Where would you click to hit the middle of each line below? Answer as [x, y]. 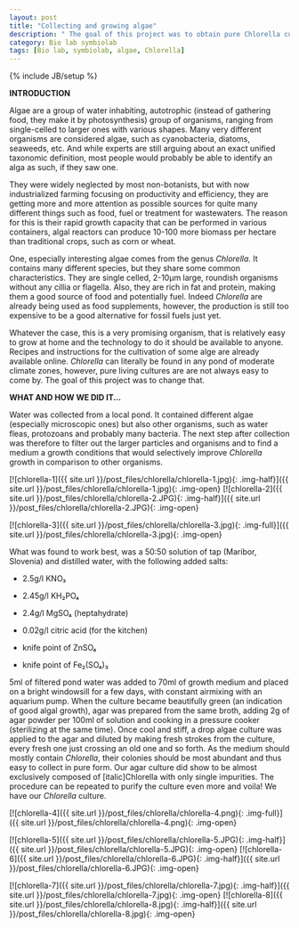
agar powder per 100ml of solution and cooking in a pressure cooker [135, 720]
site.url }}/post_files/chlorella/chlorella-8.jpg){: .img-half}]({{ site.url [133, 905]
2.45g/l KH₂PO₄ [51, 596]
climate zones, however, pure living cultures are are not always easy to [139, 371]
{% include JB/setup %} [53, 76]
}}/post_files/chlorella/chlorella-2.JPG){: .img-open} [104, 508]
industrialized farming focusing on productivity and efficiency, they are [139, 194]
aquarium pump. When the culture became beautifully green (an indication [146, 702]
